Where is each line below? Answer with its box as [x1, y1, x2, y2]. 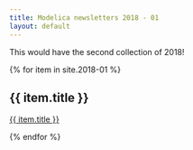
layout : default [9, 22, 70, 31]
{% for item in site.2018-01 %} [9, 64, 122, 75]
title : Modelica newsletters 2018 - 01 [9, 13, 160, 23]
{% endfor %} [9, 132, 61, 143]
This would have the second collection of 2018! [9, 46, 185, 57]
